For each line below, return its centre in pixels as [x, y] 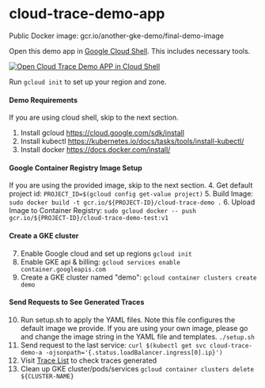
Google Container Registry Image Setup [76, 168]
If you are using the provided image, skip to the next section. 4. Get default [131, 185]
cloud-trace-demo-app [87, 14]
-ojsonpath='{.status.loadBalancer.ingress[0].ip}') [134, 352]
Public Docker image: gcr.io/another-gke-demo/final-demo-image [117, 36]
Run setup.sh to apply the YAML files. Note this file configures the [128, 320]
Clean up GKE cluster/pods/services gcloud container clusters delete [137, 368]
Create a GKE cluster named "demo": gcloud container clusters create [138, 277]
